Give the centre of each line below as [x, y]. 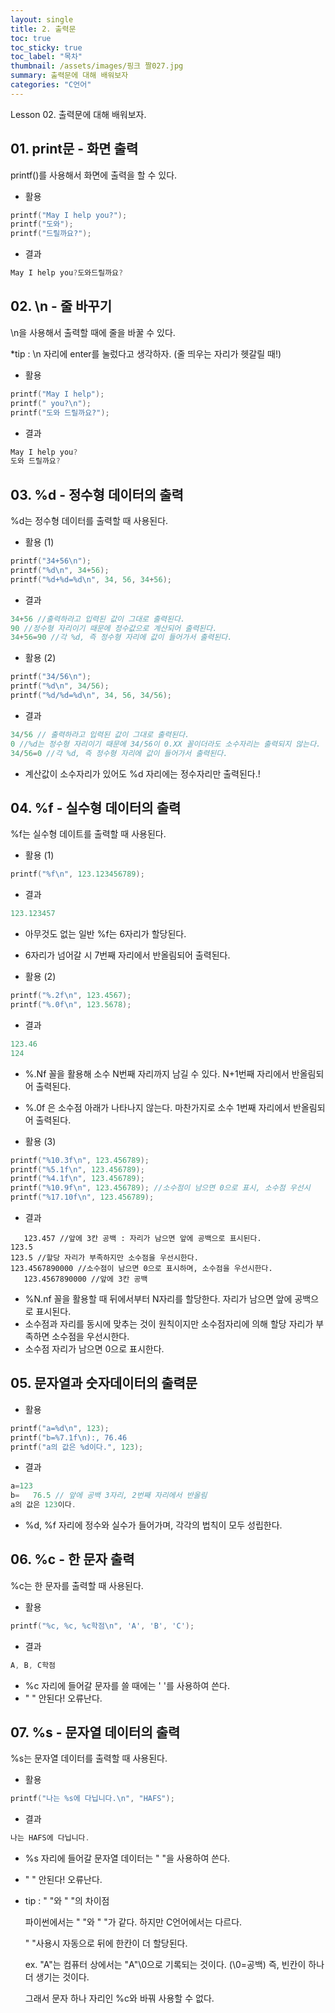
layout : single [42, 19]
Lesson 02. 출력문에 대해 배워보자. [78, 114]
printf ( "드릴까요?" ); [51, 234]
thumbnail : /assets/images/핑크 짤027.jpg [97, 66]
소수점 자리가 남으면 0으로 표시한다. [94, 1349]
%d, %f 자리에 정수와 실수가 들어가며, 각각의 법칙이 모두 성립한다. [153, 1525]
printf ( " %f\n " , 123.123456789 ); [77, 874]
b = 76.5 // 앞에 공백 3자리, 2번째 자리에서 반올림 [109, 1496]
